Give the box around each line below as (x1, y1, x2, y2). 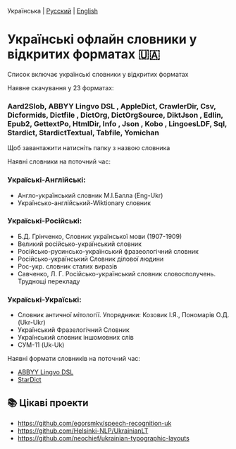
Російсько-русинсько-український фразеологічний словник (17, 247, 199, 255)
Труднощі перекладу (17, 277, 80, 285)
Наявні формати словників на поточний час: (7, 355, 141, 363)
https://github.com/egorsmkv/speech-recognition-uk (17, 419, 172, 427)
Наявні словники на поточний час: (7, 157, 111, 166)
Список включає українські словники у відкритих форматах (7, 70, 189, 78)
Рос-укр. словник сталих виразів (17, 262, 118, 271)
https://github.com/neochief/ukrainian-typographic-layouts (17, 433, 190, 442)
